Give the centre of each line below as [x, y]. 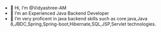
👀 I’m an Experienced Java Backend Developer [59, 13]
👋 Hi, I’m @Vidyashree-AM [38, 8]
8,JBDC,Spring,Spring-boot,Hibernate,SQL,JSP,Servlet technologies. [83, 24]
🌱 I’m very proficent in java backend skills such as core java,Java [79, 19]
